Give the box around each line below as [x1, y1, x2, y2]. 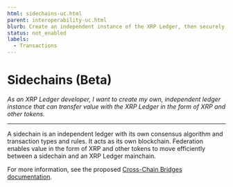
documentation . [7, 172, 53, 181]
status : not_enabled [7, 29, 67, 37]
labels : [7, 36, 30, 43]
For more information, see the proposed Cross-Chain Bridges [7, 165, 182, 173]
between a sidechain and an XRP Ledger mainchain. [7, 152, 156, 160]
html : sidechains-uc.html [7, 10, 82, 17]
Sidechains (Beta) [7, 72, 112, 88]
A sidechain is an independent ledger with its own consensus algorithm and [7, 130, 223, 138]
